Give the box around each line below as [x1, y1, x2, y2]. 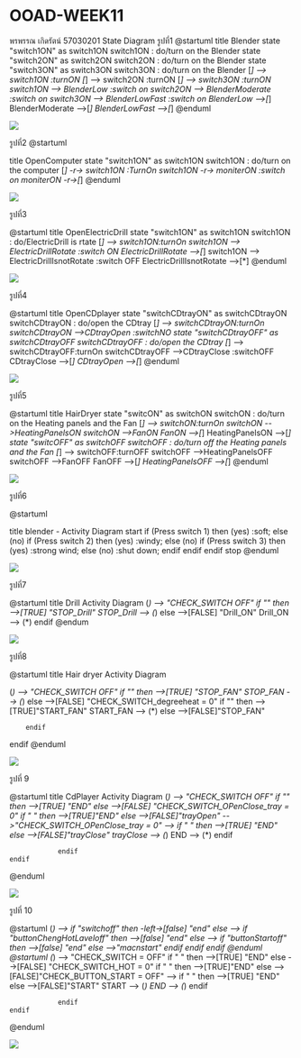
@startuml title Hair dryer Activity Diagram [9, 669, 167, 679]
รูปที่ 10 [9, 905, 33, 916]
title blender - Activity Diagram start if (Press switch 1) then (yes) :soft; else [9, 525, 288, 536]
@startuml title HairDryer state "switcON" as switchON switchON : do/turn [9, 407, 286, 419]
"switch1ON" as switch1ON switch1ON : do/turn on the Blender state [9, 45, 261, 56]
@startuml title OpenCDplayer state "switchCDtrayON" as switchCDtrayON [9, 307, 287, 318]
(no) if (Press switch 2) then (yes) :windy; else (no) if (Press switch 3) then [9, 535, 287, 546]
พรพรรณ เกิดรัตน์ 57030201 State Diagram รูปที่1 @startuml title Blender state [9, 35, 281, 46]
